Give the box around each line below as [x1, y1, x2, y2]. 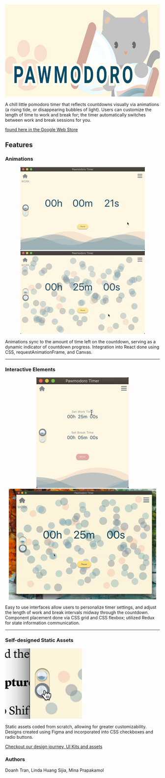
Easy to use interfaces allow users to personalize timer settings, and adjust [5, 604, 157, 611]
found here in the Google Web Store [5, 127, 78, 132]
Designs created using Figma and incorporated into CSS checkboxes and [5, 729, 153, 735]
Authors [5, 756, 26, 763]
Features [5, 141, 33, 149]
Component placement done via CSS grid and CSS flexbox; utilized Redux [5, 615, 155, 621]
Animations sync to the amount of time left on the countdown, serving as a [5, 338, 156, 344]
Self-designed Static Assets [5, 637, 74, 644]
